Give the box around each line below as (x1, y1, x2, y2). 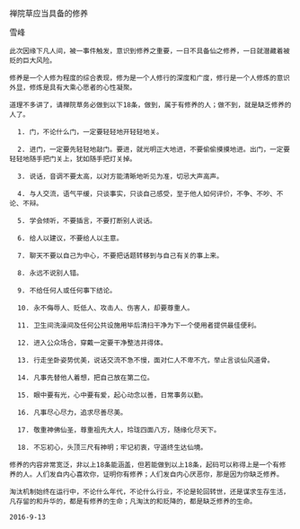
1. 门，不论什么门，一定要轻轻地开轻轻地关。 (17, 128, 163, 137)
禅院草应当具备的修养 (9, 8, 88, 18)
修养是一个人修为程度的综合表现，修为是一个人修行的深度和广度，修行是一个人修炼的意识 (9, 74, 290, 83)
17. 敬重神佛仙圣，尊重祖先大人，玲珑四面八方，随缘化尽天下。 (17, 426, 221, 435)
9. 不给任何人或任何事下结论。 (17, 286, 117, 295)
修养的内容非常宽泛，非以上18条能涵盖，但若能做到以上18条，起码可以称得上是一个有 (9, 461, 280, 470)
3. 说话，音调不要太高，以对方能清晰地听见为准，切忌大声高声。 (17, 172, 224, 181)
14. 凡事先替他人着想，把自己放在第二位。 (17, 373, 154, 382)
